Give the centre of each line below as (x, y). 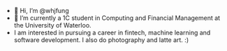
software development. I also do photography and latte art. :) (101, 40)
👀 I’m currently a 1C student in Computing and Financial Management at (117, 18)
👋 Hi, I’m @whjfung (41, 11)
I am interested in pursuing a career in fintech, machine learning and (112, 32)
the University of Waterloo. (53, 25)
